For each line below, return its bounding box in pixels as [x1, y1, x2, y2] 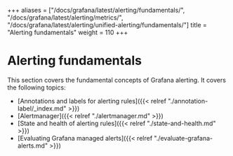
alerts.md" [17, 141, 48, 150]
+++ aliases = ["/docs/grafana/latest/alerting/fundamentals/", [7, 6, 185, 14]
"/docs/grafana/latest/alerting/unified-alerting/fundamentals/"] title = [7, 21, 207, 29]
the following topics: [7, 83, 66, 92]
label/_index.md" [17, 104, 67, 113]
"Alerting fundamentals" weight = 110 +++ [7, 28, 128, 36]
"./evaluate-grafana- [154, 134, 213, 142]
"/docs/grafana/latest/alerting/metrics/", [7, 13, 124, 22]
